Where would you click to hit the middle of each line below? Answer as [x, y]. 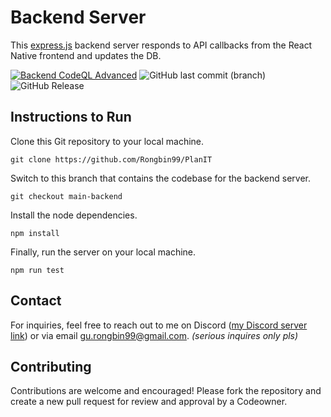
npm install [35, 233]
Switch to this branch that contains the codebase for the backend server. [161, 178]
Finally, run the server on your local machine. [103, 252]
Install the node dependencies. [74, 215]
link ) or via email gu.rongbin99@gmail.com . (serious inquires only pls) [154, 335]
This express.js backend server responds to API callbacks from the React [161, 45]
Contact [36, 301]
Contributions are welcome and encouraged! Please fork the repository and [166, 391]
